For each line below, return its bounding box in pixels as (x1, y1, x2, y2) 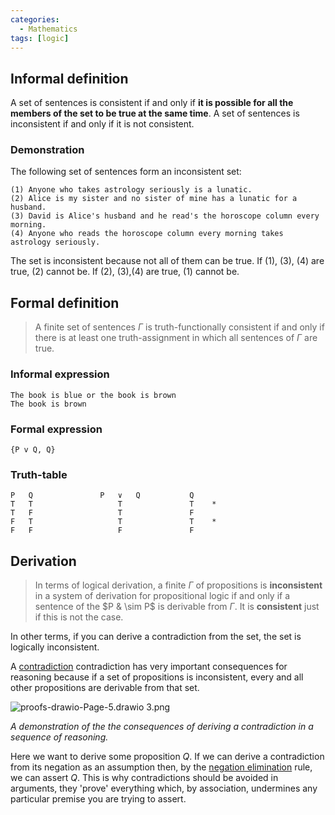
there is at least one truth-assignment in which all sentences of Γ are (34, 332, 318, 344)
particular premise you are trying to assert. (10, 793, 187, 805)
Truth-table (10, 467, 68, 481)
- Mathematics (19, 24, 78, 34)
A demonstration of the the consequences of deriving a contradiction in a (10, 721, 314, 732)
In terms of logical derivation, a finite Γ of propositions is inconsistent (34, 579, 323, 591)
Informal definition (10, 70, 129, 87)
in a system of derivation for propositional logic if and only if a (34, 590, 291, 601)
